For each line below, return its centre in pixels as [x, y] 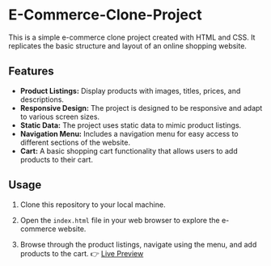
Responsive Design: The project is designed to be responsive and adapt [141, 108]
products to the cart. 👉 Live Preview [82, 253]
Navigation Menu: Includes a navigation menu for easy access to [129, 133]
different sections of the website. [75, 142]
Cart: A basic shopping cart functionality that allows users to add [129, 150]
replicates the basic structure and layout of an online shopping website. [127, 45]
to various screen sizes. [59, 116]
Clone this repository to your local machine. [93, 205]
